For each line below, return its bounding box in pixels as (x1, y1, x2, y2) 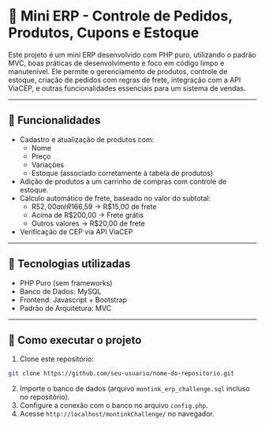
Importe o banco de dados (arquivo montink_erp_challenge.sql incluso (19, 384, 250, 394)
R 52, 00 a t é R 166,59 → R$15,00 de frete (31, 201, 157, 211)
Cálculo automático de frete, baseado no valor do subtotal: (19, 193, 211, 203)
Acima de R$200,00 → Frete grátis (31, 210, 144, 219)
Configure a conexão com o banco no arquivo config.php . (19, 401, 208, 410)
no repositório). (19, 392, 70, 402)
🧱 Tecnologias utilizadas (8, 257, 131, 271)
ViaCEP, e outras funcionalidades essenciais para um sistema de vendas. (8, 83, 246, 93)
